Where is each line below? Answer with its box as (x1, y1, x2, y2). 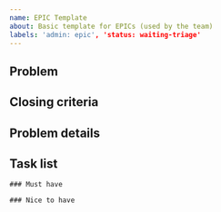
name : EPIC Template (9, 13, 88, 23)
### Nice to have (9, 196, 75, 205)
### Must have (9, 180, 64, 189)
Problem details (9, 125, 100, 140)
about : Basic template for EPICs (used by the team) (9, 22, 214, 31)
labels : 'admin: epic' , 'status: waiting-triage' (9, 30, 202, 39)
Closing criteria (9, 94, 99, 110)
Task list (9, 156, 58, 171)
